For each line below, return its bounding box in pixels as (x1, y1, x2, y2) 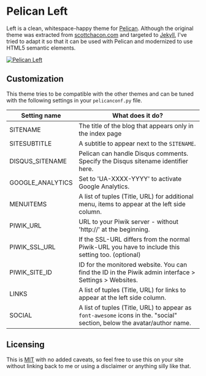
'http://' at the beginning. (78, 225, 150, 234)
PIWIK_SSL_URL (9, 242, 56, 251)
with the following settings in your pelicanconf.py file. (6, 96, 143, 104)
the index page (78, 129, 122, 137)
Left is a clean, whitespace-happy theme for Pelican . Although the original (6, 25, 194, 32)
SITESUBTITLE (9, 139, 52, 148)
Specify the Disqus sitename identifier (78, 156, 189, 165)
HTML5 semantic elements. (6, 44, 76, 52)
